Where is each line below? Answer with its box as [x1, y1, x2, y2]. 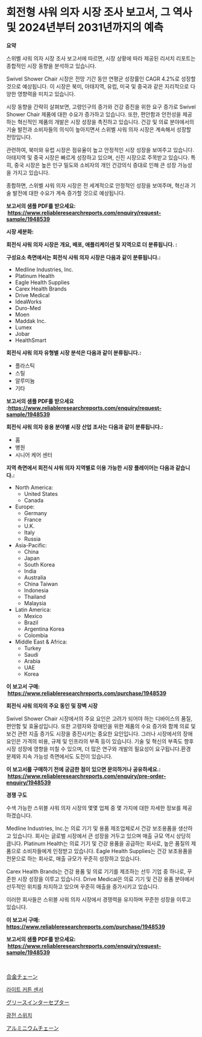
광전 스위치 [6, 1012, 33, 1019]
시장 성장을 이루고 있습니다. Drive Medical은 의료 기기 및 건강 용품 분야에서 [17, 875, 195, 883]
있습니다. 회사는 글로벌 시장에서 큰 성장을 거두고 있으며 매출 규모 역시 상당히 [12, 832, 191, 839]
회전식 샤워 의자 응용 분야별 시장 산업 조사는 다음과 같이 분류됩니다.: [6, 423, 164, 430]
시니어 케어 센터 [14, 451, 52, 458]
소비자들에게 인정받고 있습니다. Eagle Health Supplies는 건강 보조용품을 [22, 847, 193, 854]
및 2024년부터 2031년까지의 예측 [6, 21, 164, 35]
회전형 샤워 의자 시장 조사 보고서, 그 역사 [6, 5, 192, 19]
